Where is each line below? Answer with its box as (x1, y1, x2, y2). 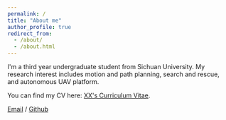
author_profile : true (7, 23, 72, 30)
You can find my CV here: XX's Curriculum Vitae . (7, 91, 151, 100)
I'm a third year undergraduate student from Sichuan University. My (7, 63, 205, 71)
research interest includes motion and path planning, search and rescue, (7, 70, 220, 78)
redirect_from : (7, 30, 53, 37)
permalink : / (7, 10, 46, 18)
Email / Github (7, 105, 48, 113)
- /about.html (14, 43, 55, 50)
